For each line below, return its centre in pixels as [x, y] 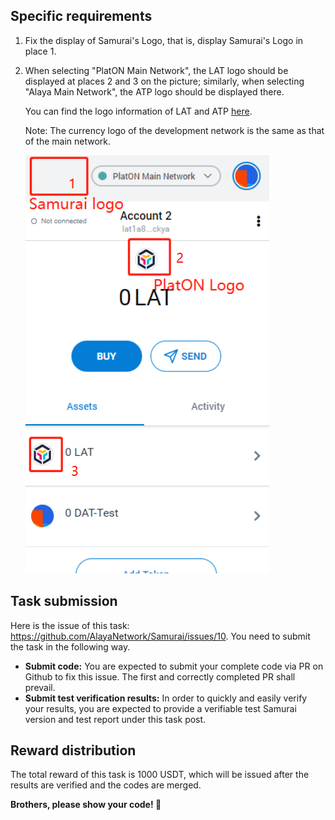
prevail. [40, 687]
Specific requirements [81, 16]
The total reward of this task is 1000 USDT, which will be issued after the [160, 775]
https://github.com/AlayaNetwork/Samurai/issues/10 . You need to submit [160, 636]
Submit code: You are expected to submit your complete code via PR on [174, 666]
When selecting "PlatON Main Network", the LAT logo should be [156, 70]
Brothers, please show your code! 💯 [86, 805]
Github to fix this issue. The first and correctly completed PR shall [160, 676]
